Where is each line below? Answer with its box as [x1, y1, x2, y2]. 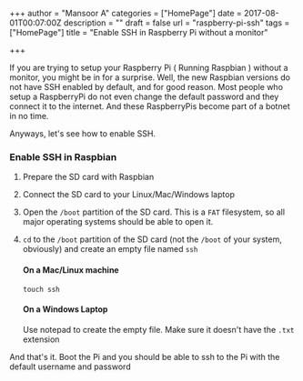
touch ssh [22, 285, 61, 294]
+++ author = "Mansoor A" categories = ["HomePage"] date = [9, 8, 243, 18]
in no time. [9, 111, 49, 121]
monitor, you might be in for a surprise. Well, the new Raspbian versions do [9, 72, 291, 83]
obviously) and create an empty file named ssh [22, 244, 198, 255]
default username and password [9, 361, 131, 372]
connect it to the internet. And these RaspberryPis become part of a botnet [9, 101, 290, 112]
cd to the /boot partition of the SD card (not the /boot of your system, [22, 234, 282, 245]
